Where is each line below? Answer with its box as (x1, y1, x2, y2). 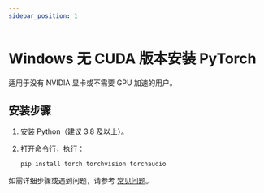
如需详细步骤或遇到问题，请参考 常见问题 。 (8, 176, 153, 186)
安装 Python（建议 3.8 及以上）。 (19, 127, 128, 136)
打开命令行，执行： (19, 144, 85, 154)
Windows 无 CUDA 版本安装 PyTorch (8, 49, 258, 67)
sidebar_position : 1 (8, 11, 79, 20)
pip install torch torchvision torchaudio (19, 160, 167, 169)
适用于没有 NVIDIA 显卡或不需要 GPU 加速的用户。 (8, 78, 177, 88)
